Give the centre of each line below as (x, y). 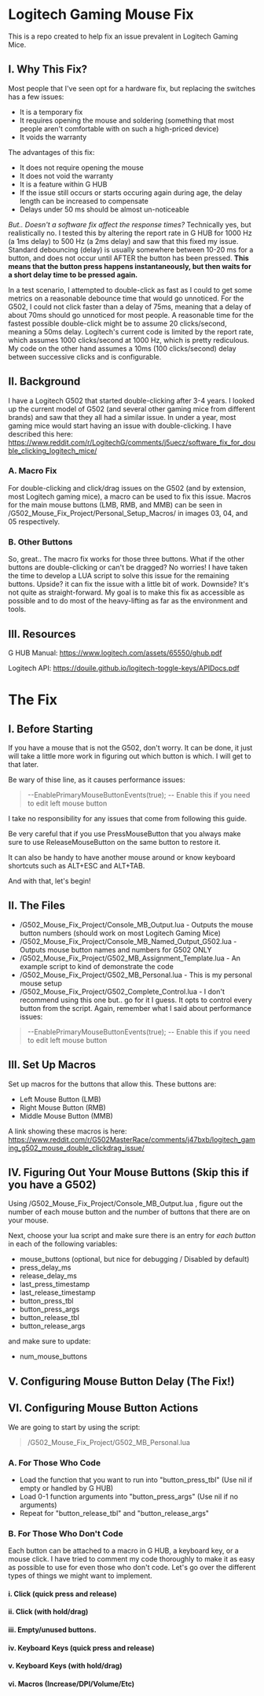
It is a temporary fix (51, 112)
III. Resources (42, 634)
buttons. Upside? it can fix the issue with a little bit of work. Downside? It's (128, 584)
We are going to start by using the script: (74, 1427)
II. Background (44, 382)
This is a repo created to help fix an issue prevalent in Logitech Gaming (123, 36)
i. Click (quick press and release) (63, 1594)
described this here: (40, 433)
